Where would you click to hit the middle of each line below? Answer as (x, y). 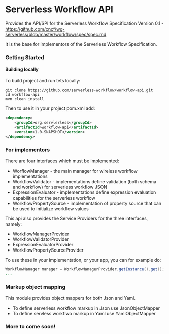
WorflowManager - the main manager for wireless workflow (75, 171)
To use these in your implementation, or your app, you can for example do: (83, 260)
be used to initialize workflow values (50, 208)
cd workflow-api (22, 95)
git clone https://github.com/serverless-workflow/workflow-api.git (79, 90)
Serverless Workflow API (59, 9)
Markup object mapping (36, 287)
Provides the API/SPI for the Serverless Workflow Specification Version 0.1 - (84, 23)
